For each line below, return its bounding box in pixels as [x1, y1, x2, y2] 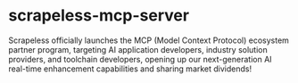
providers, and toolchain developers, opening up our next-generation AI [8, 54, 273, 64]
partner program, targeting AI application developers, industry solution [8, 44, 269, 54]
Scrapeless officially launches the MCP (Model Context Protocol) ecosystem [8, 35, 289, 46]
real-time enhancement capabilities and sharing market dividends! [8, 63, 252, 74]
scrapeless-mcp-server [8, 5, 189, 26]
